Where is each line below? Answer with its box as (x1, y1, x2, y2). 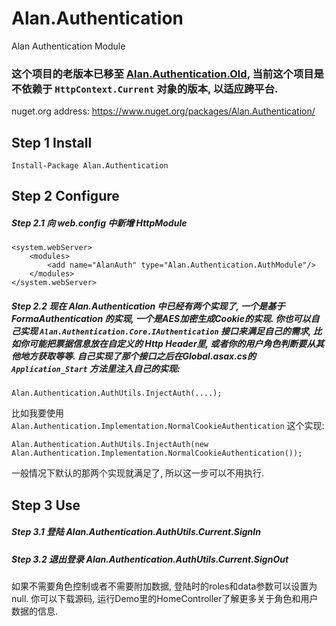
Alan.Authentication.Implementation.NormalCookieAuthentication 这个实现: (11, 420, 325, 432)
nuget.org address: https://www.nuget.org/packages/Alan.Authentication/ (11, 105, 316, 117)
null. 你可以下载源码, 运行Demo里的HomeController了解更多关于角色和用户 (11, 593, 319, 605)
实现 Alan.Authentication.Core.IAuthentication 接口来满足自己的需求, (19, 325, 312, 337)
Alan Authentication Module (11, 40, 126, 52)
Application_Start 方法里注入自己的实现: (11, 363, 181, 374)
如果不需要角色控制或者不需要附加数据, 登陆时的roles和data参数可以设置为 (11, 580, 318, 592)
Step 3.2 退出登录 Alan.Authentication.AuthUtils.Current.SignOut (11, 553, 289, 565)
